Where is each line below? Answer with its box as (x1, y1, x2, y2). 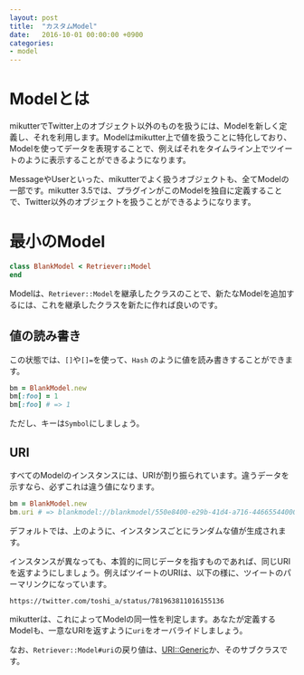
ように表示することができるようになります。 (24, 155, 192, 166)
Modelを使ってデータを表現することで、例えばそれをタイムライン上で (9, 143, 270, 154)
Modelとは (9, 89, 90, 110)
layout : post (9, 13, 59, 23)
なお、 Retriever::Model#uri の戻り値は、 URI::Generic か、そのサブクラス (9, 644, 280, 655)
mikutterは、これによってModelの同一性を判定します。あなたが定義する (9, 613, 276, 624)
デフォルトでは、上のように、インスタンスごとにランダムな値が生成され (9, 525, 279, 535)
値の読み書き (9, 328, 81, 344)
